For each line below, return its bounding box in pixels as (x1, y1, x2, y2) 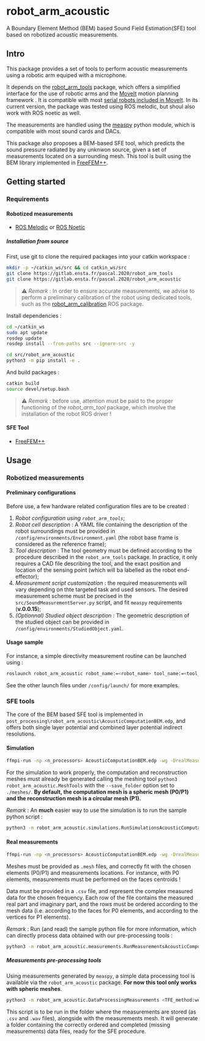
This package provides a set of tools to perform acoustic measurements (6, 65, 188, 72)
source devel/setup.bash (6, 386, 70, 392)
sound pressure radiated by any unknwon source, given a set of (6, 145, 167, 153)
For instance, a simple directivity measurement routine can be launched (6, 652, 187, 659)
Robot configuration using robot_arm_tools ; (15, 514, 125, 522)
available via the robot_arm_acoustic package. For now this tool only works (6, 979, 197, 986)
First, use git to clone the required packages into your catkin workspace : (6, 253, 190, 260)
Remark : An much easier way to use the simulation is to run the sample (6, 806, 187, 814)
